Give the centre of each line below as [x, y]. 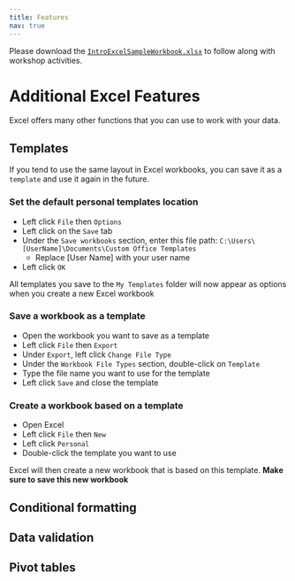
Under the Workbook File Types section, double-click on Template [141, 363]
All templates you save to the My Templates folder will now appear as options [148, 283]
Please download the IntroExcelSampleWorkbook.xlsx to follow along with [142, 50]
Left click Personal [56, 444]
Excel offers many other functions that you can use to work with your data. [145, 120]
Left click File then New [64, 434]
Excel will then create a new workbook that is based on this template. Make [147, 470]
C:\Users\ [238, 241]
